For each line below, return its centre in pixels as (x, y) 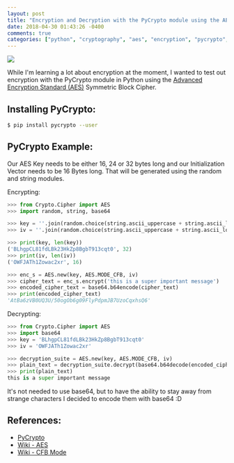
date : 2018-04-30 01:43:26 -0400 (56, 26)
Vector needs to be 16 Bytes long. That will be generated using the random (114, 171)
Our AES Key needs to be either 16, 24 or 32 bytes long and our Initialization (116, 164)
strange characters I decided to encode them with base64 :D (95, 399)
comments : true (29, 33)
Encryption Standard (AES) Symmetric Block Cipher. (82, 87)
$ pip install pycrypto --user (53, 125)
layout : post (26, 14)
